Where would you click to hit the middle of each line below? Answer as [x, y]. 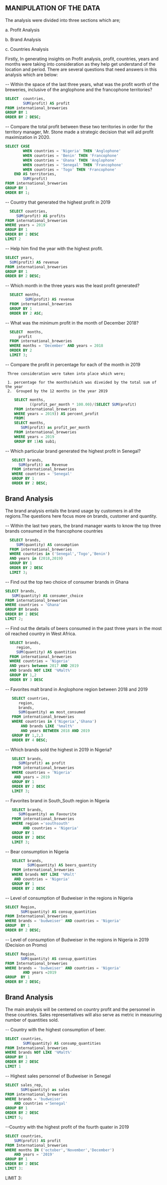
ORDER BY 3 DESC [26, 680]
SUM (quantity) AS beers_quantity [62, 865]
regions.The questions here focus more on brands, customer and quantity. [81, 516]
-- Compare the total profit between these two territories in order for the [79, 127]
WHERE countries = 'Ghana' [33, 605]
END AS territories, [35, 174]
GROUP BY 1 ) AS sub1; [35, 441]
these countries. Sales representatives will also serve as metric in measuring [83, 1014]
